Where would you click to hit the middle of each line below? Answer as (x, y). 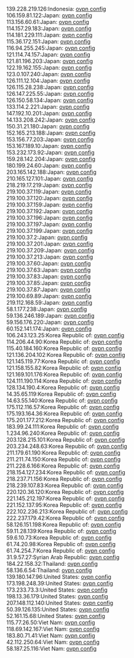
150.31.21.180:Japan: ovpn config (48, 126)
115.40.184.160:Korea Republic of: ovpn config (64, 348)
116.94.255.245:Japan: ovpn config (51, 48)
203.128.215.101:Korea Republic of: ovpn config (66, 440)
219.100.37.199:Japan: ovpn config (50, 231)
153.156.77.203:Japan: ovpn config (50, 139)
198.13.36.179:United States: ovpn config (57, 596)
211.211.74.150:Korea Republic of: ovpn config (64, 459)
